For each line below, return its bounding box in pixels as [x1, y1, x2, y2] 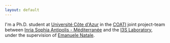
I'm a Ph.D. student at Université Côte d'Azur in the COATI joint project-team [5, 21, 165, 27]
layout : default [5, 7, 39, 13]
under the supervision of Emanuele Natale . [5, 32, 95, 38]
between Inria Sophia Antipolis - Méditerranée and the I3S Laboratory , [5, 26, 153, 33]
